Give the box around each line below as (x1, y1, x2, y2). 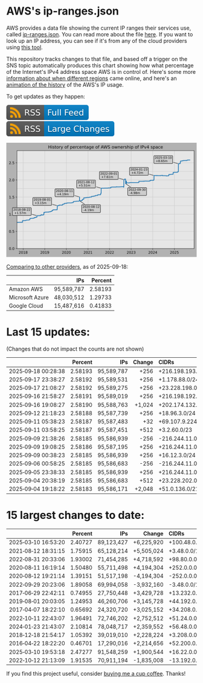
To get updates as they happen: (6, 93, 86, 100)
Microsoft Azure (8, 294, 50, 301)
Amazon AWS (8, 285, 43, 292)
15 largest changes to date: (6, 508, 145, 522)
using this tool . (6, 44, 43, 51)
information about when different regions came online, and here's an (6, 74, 177, 82)
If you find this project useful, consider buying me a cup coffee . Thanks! (6, 670, 186, 678)
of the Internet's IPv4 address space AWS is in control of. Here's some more (6, 68, 196, 75)
